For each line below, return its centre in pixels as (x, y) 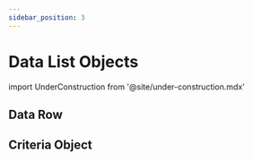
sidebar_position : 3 (47, 17)
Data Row (36, 114)
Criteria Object (51, 145)
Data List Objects (74, 61)
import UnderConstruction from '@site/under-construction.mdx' (127, 87)
